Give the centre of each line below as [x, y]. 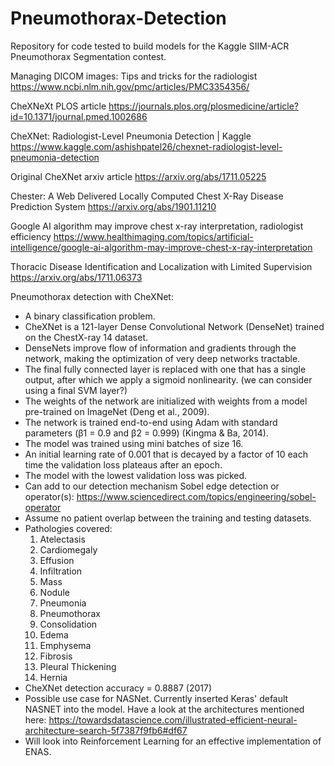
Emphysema [65, 645]
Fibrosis [56, 656]
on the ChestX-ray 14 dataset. [86, 337]
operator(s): [49, 496]
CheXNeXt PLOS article [58, 106]
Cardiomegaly [68, 549]
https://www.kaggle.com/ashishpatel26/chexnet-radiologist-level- [146, 146]
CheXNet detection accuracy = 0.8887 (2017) [118, 688]
